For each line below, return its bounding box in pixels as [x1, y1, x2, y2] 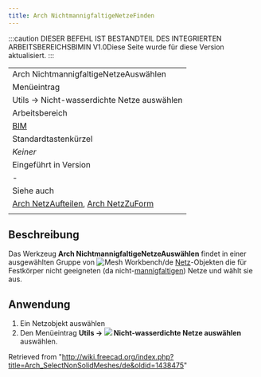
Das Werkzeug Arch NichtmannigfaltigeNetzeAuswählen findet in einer [8, 249, 247, 259]
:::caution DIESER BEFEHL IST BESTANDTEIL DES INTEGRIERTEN [8, 33, 222, 43]
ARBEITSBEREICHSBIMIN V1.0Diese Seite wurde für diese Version [8, 41, 224, 52]
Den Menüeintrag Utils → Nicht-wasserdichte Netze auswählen [19, 328, 242, 338]
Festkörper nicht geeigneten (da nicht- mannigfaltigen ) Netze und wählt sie [8, 266, 253, 276]
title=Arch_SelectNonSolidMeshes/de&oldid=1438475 [8, 360, 185, 371]
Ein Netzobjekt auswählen [19, 319, 106, 328]
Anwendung [8, 297, 71, 311]
